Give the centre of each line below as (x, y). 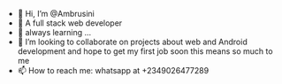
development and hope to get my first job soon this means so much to (145, 51)
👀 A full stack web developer (70, 23)
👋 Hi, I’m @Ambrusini (56, 14)
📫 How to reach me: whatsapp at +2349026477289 (113, 70)
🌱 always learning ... (54, 32)
